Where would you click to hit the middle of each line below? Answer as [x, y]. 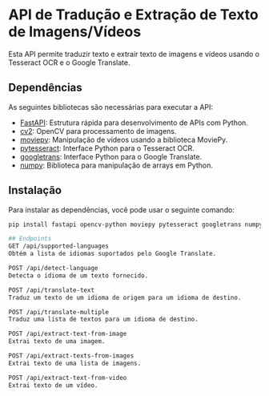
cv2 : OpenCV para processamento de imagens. [98, 131]
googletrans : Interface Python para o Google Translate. [111, 156]
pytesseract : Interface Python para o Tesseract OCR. [107, 148]
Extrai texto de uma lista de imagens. [75, 363]
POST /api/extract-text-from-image [68, 334]
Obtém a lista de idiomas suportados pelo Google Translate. [112, 254]
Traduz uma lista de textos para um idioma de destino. [103, 319]
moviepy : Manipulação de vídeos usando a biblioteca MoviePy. [124, 139]
